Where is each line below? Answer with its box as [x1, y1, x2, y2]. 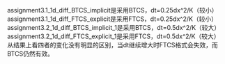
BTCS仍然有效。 [7, 49, 54, 58]
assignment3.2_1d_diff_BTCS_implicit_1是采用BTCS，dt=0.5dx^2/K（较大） [7, 24, 221, 31]
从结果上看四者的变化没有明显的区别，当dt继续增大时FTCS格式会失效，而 [7, 41, 218, 49]
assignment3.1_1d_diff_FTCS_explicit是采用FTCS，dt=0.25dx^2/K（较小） [7, 15, 218, 23]
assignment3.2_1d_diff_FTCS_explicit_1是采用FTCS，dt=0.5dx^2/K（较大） [7, 32, 221, 40]
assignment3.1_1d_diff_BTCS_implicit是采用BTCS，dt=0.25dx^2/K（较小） [7, 6, 218, 14]
